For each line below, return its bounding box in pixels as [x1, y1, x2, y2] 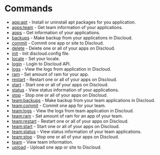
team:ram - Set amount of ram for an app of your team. [11, 113, 123, 119]
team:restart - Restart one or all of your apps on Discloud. [11, 118, 129, 124]
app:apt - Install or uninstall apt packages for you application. [11, 19, 136, 25]
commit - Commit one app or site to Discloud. [11, 40, 104, 46]
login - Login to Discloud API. [11, 61, 71, 67]
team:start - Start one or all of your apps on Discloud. [11, 123, 120, 129]
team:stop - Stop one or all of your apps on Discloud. [11, 133, 119, 140]
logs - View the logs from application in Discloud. [11, 66, 111, 72]
